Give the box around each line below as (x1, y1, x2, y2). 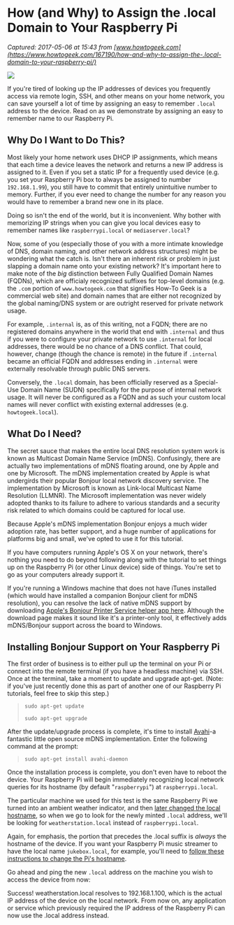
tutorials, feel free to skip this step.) (7, 689, 110, 698)
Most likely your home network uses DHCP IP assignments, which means (7, 152, 218, 162)
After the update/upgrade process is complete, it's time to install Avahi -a (7, 727, 217, 736)
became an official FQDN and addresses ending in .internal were (7, 357, 198, 365)
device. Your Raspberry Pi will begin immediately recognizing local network (7, 775, 224, 784)
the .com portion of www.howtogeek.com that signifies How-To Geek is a (7, 284, 207, 292)
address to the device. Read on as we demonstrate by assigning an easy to (7, 106, 224, 115)
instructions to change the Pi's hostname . (7, 854, 127, 863)
